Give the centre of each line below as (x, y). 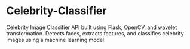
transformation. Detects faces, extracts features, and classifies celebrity (95, 33)
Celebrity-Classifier (56, 11)
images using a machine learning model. (56, 40)
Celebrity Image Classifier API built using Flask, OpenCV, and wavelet (92, 27)
